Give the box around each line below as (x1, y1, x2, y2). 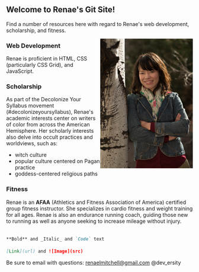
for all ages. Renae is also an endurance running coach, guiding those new (6, 211, 188, 218)
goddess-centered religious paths (14, 170, 98, 177)
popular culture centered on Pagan (14, 158, 100, 165)
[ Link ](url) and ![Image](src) (6, 248, 84, 254)
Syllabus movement (6, 102, 54, 109)
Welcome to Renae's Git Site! (6, 5, 115, 15)
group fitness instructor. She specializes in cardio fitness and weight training (6, 204, 193, 212)
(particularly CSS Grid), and (6, 62, 74, 69)
